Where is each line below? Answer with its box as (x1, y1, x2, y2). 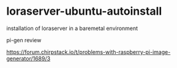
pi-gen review (6, 36, 42, 43)
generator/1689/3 (6, 55, 51, 62)
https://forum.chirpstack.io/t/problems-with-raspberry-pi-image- (6, 48, 171, 56)
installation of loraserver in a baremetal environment (6, 25, 138, 32)
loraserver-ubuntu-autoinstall (6, 4, 162, 18)
